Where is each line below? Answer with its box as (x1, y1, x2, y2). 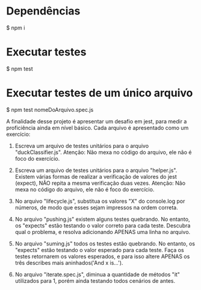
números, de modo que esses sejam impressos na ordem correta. (14, 203, 179, 211)
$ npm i (6, 24, 25, 31)
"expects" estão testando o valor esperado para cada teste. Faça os (14, 246, 185, 253)
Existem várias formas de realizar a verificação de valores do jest (14, 173, 177, 180)
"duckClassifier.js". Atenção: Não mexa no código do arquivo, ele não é (14, 149, 192, 156)
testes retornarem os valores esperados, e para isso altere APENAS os (14, 253, 190, 260)
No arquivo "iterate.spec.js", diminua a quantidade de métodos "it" (14, 271, 181, 278)
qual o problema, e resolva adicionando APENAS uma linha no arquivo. (14, 228, 191, 235)
